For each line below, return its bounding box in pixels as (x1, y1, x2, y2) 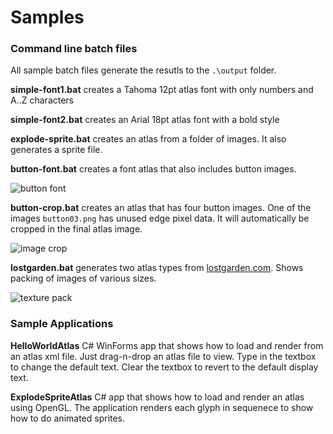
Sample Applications (10, 317, 114, 331)
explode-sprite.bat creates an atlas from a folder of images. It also (10, 133, 287, 145)
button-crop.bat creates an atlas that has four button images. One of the (10, 202, 312, 214)
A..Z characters (10, 94, 75, 106)
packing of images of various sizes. (10, 272, 157, 285)
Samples (10, 6, 85, 29)
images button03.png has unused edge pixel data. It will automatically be (10, 212, 310, 225)
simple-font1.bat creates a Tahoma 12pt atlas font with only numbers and (10, 84, 314, 96)
